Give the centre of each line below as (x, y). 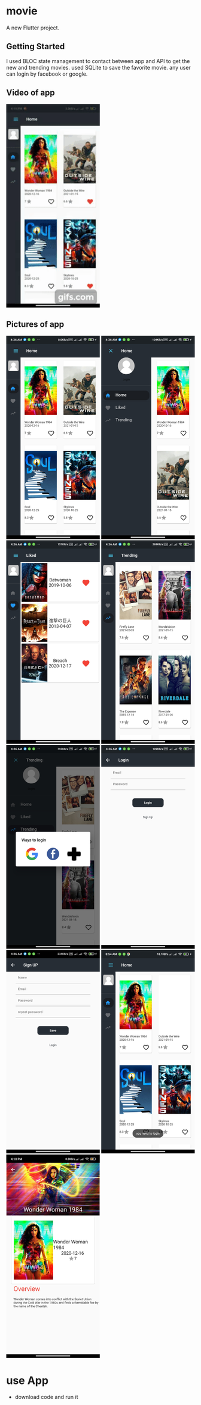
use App (28, 1380)
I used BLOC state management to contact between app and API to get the (98, 61)
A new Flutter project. (33, 28)
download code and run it (46, 1397)
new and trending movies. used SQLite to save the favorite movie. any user (99, 67)
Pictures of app (35, 325)
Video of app (31, 93)
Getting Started (36, 47)
